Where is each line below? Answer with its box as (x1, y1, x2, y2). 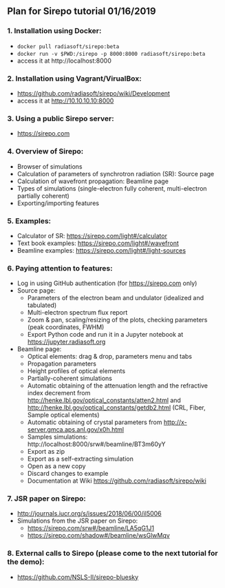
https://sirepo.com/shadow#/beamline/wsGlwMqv (27, 532, 170, 540)
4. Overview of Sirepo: (7, 147, 84, 156)
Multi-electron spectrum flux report (27, 308, 128, 317)
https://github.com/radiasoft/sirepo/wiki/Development (17, 89, 171, 97)
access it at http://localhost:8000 (17, 56, 111, 65)
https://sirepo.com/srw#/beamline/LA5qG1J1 (27, 524, 155, 532)
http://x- (163, 418, 187, 426)
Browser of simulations (17, 162, 83, 171)
